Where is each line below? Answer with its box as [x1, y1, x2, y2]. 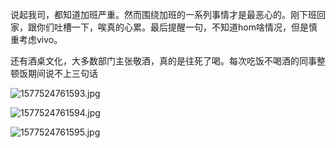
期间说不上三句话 [27, 68, 98, 79]
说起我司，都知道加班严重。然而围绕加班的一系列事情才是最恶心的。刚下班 [10, 9, 317, 20]
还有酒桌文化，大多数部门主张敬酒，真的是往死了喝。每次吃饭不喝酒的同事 [10, 55, 317, 67]
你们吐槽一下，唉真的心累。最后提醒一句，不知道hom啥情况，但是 [36, 21, 309, 33]
